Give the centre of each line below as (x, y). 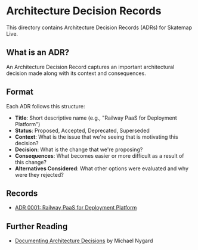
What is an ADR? (38, 53)
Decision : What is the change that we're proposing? (79, 149)
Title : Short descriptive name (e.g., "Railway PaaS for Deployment (96, 118)
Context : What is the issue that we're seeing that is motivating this (96, 137)
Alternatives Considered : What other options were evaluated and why (102, 168)
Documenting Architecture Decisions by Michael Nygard (84, 241)
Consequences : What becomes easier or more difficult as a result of (99, 155)
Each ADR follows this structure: (46, 106)
